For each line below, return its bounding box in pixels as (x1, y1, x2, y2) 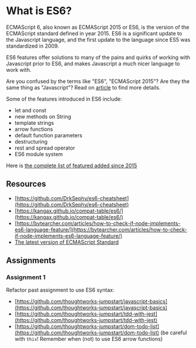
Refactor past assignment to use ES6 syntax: (6, 287, 114, 294)
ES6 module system (14, 150, 63, 157)
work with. (6, 66, 32, 73)
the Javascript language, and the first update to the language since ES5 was (6, 36, 191, 43)
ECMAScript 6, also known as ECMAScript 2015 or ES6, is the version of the (6, 24, 190, 31)
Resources (6, 179, 46, 189)
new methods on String (14, 113, 72, 120)
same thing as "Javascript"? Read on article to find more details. (6, 84, 161, 91)
